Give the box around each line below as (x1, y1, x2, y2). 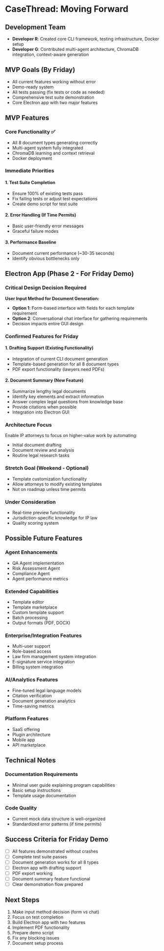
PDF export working (12, 870, 53, 876)
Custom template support (12, 609, 64, 615)
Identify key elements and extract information (12, 393, 104, 400)
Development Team (5, 23, 66, 31)
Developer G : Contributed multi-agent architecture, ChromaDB (12, 47, 139, 52)
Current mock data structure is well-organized (12, 816, 106, 822)
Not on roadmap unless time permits (12, 486, 86, 492)
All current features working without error (12, 78, 96, 84)
